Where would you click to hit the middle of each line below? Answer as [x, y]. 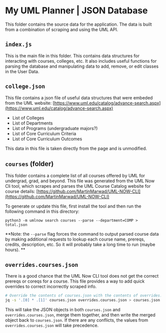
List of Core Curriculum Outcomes [47, 139]
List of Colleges [28, 118]
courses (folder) [29, 164]
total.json [16, 225]
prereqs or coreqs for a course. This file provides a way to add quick [75, 281]
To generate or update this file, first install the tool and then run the [73, 206]
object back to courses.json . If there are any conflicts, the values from [77, 320]
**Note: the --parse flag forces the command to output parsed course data [82, 234]
